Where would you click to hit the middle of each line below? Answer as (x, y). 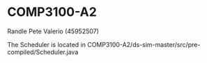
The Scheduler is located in (46, 44)
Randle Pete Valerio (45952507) (53, 31)
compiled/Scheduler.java (43, 52)
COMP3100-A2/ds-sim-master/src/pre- (144, 44)
